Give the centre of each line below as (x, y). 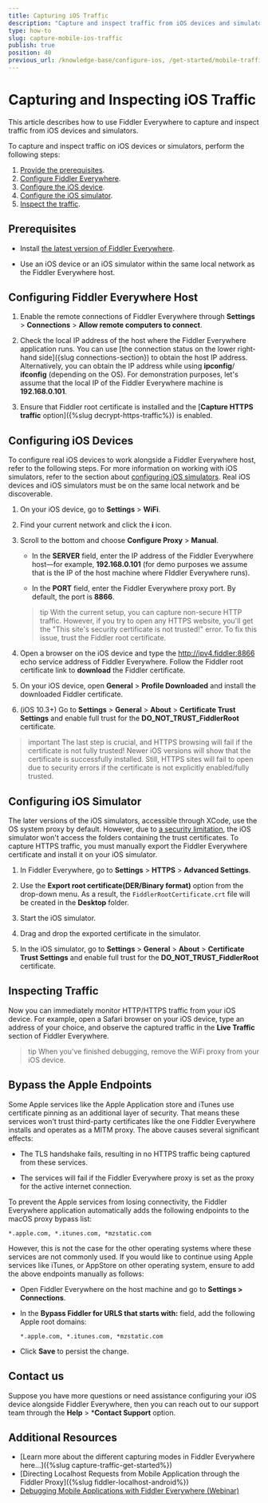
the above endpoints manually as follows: (76, 1274)
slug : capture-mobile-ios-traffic (66, 38)
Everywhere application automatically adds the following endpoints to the (129, 1210)
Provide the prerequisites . (62, 169)
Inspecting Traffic (53, 991)
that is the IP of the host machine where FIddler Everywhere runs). (141, 573)
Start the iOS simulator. (58, 918)
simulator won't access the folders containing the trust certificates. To (124, 838)
